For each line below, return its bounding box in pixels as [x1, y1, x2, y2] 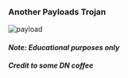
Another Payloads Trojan [8, 6, 107, 18]
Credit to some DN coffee [8, 60, 94, 70]
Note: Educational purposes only [8, 42, 120, 52]
